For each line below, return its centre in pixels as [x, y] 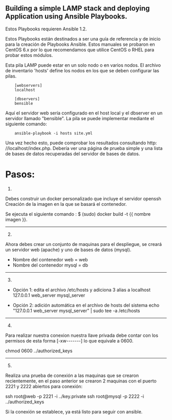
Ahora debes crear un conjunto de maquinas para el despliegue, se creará [84, 244]
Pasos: [20, 175]
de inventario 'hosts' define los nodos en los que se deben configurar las [82, 70]
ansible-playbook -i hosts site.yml [54, 133]
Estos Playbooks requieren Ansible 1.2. [46, 29]
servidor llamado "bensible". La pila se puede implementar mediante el [80, 118]
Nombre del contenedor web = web [50, 259]
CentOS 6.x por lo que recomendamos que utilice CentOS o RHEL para [80, 50]
